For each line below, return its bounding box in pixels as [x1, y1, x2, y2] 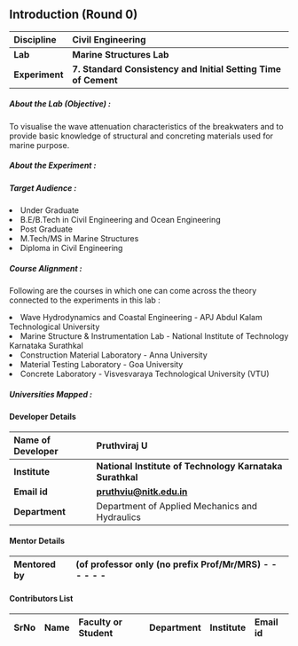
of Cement [72, 74, 118, 86]
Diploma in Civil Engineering [20, 243, 123, 254]
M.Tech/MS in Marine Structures [20, 233, 139, 244]
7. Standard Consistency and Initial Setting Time [72, 62, 282, 75]
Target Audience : [9, 182, 77, 193]
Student [78, 627, 114, 640]
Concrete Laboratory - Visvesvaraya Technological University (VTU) [20, 368, 270, 380]
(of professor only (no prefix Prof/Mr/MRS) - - [74, 558, 278, 571]
